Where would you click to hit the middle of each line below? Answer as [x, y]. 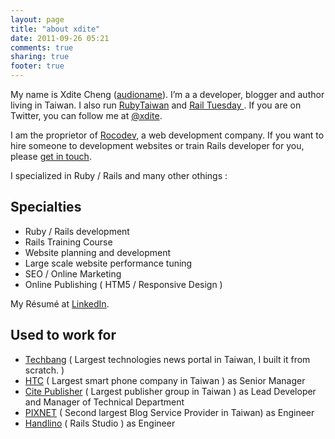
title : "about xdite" [55, 29]
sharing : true [40, 57]
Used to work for [63, 335]
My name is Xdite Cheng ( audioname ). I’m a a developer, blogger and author [167, 94]
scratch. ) [44, 370]
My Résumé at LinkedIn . [60, 303]
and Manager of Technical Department [104, 402]
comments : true [42, 47]
